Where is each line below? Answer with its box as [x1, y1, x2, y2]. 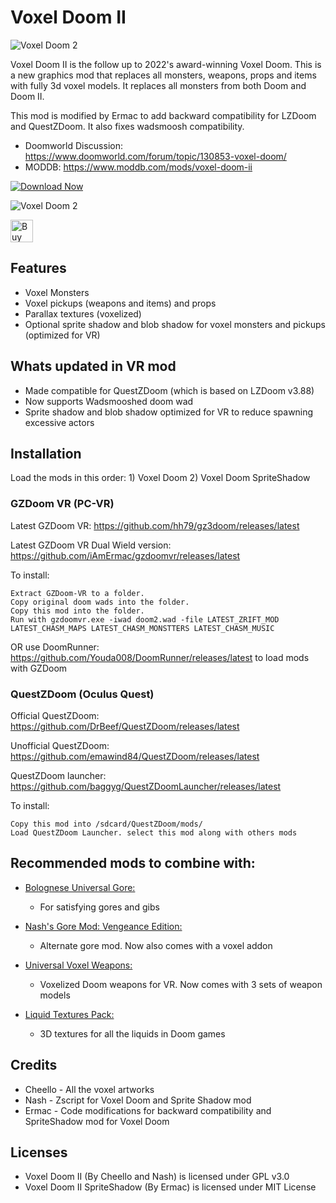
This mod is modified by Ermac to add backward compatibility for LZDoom [10, 109, 317, 121]
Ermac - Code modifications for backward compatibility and [24, 1104, 272, 1116]
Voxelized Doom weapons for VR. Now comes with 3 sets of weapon [39, 978, 323, 990]
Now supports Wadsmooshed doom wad [24, 395, 194, 407]
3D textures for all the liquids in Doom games [39, 1027, 226, 1040]
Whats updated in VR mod [10, 358, 177, 375]
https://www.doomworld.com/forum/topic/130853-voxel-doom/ [24, 150, 287, 162]
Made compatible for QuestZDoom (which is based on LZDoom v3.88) [24, 384, 315, 396]
